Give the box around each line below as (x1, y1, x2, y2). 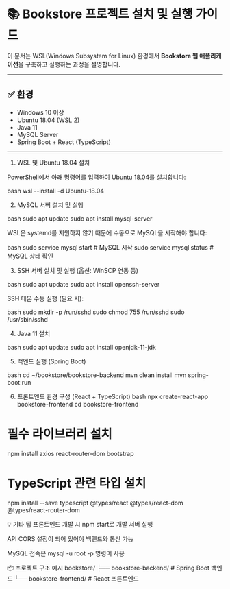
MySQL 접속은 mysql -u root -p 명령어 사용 (7, 549, 125, 557)
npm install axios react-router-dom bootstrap (7, 449, 135, 457)
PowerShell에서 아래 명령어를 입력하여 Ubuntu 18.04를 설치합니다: (7, 173, 186, 181)
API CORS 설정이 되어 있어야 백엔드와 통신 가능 (7, 534, 133, 542)
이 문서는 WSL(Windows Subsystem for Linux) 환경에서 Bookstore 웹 (7, 51, 199, 60)
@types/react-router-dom (7, 505, 81, 514)
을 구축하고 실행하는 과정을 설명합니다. (18, 60, 121, 69)
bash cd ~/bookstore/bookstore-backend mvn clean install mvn (7, 371, 187, 379)
